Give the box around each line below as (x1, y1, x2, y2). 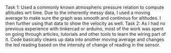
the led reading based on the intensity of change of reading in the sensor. (5, 42, 160, 47)
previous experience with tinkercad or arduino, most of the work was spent (5, 26, 164, 32)
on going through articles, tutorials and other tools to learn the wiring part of (5, 31, 166, 37)
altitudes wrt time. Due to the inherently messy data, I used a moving (5, 10, 151, 16)
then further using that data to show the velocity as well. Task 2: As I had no (5, 20, 165, 26)
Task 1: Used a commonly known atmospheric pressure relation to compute (5, 5, 164, 10)
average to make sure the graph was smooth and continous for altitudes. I (5, 15, 161, 21)
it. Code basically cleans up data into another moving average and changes (5, 36, 165, 42)
